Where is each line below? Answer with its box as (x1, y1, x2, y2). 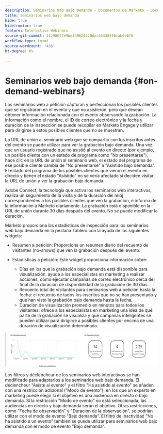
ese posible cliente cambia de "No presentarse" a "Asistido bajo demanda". (5, 162, 156, 168)
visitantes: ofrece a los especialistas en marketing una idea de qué (19, 307, 153, 313)
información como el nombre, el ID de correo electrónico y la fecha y (5, 117, 143, 123)
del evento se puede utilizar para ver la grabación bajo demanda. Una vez (5, 142, 153, 148)
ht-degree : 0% (5, 48, 34, 53)
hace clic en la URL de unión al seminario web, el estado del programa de (5, 158, 152, 163)
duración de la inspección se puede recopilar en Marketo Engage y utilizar (5, 122, 154, 128)
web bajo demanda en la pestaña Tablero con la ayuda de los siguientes (5, 228, 149, 234)
